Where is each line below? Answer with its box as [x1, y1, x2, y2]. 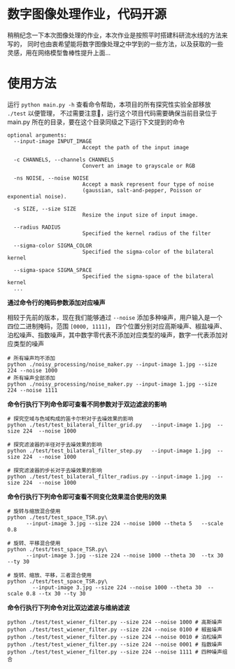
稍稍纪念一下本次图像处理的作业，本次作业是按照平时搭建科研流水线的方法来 [7, 31, 228, 39]
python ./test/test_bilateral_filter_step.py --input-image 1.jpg [7, 447, 211, 454]
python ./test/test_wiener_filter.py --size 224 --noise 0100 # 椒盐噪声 [7, 626, 222, 633]
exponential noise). [7, 193, 68, 200]
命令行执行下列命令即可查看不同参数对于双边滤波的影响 [7, 400, 166, 408]
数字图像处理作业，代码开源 [7, 6, 167, 22]
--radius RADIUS [13, 224, 61, 231]
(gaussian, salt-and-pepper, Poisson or [82, 187, 201, 194]
